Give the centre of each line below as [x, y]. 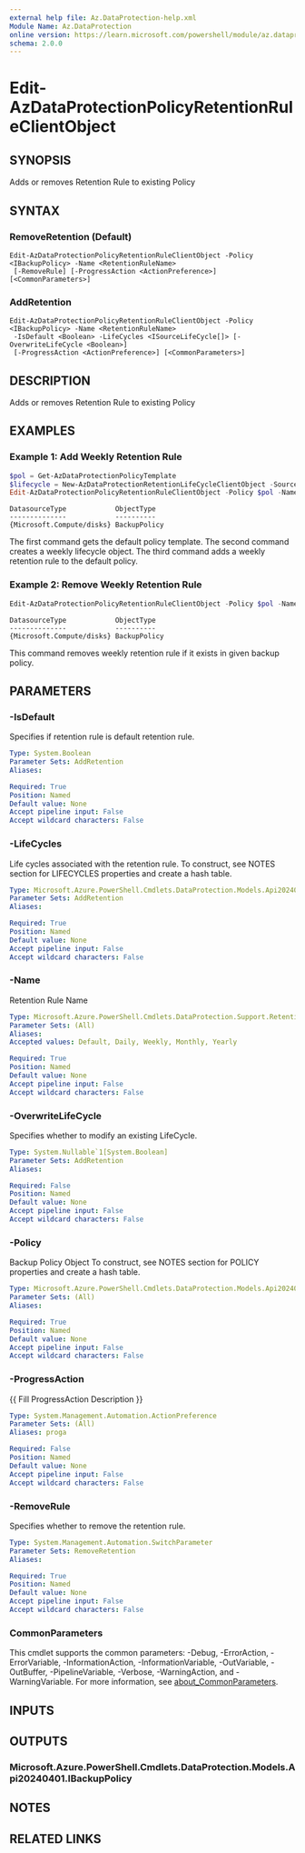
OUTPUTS [39, 1741]
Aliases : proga [38, 1433]
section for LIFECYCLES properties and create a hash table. [121, 873]
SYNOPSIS [40, 160]
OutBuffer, [29, 1672]
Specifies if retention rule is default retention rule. [102, 736]
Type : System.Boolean [50, 754]
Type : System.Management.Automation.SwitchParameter [111, 1542]
